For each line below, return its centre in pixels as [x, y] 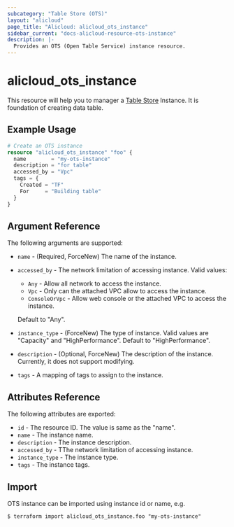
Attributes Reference [54, 397]
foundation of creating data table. [55, 107]
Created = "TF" [42, 185]
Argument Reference [54, 226]
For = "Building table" [60, 191]
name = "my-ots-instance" [62, 159]
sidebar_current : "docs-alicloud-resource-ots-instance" [92, 33]
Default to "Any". [41, 320]
